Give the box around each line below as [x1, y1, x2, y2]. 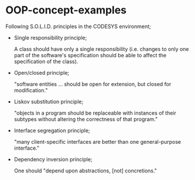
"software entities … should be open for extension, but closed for [13, 80, 172, 88]
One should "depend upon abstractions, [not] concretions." [13, 167, 158, 174]
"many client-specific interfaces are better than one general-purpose [13, 138, 182, 145]
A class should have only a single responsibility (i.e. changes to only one [13, 45, 189, 53]
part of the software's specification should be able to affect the [13, 51, 167, 58]
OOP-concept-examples [5, 4, 127, 17]
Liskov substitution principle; [13, 98, 84, 105]
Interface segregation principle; [13, 127, 90, 134]
